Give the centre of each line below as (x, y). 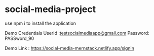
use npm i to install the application (41, 23)
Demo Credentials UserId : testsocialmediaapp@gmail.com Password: (77, 33)
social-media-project (50, 9)
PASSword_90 (20, 38)
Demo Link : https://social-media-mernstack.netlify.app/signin (70, 48)
